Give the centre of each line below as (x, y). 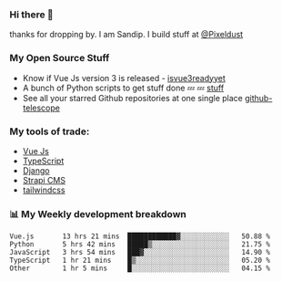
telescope (41, 108)
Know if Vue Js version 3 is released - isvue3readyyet (124, 78)
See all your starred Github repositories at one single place (133, 98)
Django (36, 170)
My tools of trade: (50, 131)
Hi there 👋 (32, 15)
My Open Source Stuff (60, 58)
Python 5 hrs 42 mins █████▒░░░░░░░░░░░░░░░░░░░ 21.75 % (140, 245)
